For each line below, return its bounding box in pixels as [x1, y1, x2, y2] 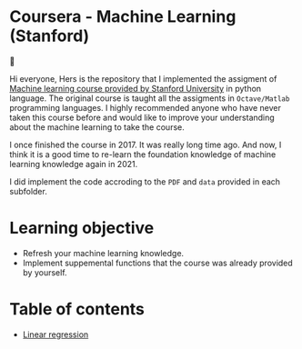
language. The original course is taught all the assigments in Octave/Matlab [9, 93, 290, 104]
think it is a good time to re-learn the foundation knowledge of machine [9, 148, 277, 160]
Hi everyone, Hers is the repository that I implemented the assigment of [9, 73, 277, 84]
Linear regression [22, 329, 89, 340]
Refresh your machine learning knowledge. [22, 247, 185, 258]
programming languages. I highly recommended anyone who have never [9, 102, 282, 113]
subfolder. [9, 185, 47, 196]
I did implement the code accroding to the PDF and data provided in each [9, 175, 280, 187]
